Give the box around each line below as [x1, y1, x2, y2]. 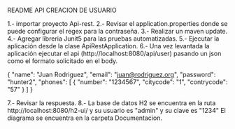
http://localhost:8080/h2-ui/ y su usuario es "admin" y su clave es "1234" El [7, 107, 226, 114]
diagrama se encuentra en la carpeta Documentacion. [7, 114, 163, 122]
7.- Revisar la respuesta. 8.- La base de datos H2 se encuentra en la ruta [7, 99, 216, 107]
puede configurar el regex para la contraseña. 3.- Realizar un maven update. [7, 27, 228, 35]
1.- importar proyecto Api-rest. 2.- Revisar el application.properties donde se [7, 20, 228, 27]
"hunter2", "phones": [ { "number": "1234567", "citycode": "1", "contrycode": [7, 78, 228, 86]
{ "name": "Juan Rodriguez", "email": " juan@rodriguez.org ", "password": [7, 70, 216, 79]
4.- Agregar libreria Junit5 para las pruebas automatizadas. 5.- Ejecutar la [7, 34, 220, 43]
